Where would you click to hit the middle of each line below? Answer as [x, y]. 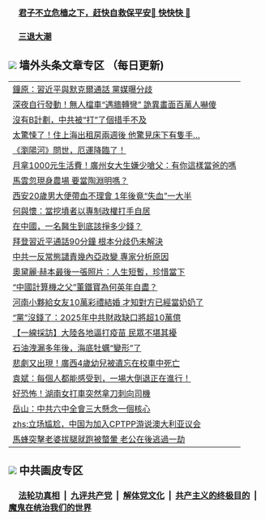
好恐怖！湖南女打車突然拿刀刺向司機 [82, 393]
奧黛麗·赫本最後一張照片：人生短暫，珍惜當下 [99, 272]
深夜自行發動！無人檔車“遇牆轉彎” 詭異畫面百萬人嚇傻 [115, 105]
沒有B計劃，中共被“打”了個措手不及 [80, 119]
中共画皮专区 [51, 471]
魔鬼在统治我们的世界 [50, 507]
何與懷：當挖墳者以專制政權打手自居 [82, 211]
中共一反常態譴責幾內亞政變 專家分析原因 [91, 256]
